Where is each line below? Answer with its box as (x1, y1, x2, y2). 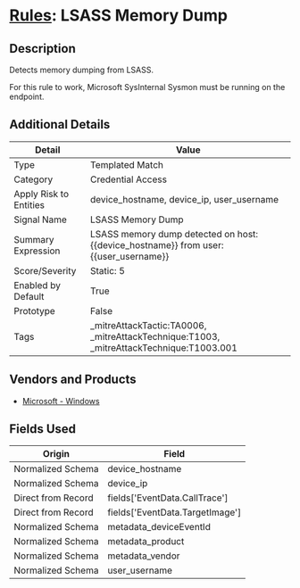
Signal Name (13, 213, 67, 226)
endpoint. (9, 91, 45, 102)
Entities (13, 198, 46, 211)
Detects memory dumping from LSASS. (9, 64, 154, 75)
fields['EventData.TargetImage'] (106, 506, 242, 518)
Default (13, 290, 45, 302)
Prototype (13, 304, 55, 317)
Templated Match (90, 158, 163, 170)
